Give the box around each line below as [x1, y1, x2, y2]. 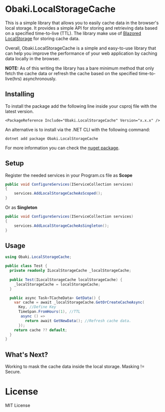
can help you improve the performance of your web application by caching [5, 50, 158, 56]
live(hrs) [5, 76, 22, 82]
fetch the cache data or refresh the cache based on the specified [5, 70, 138, 76]
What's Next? [5, 350, 48, 359]
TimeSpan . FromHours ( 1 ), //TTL [18, 309, 81, 314]
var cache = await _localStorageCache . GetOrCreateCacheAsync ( [14, 300, 145, 305]
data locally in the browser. [5, 55, 60, 61]
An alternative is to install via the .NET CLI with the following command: [5, 126, 150, 132]
